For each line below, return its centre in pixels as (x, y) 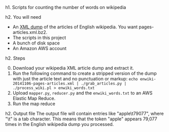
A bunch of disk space (36, 43)
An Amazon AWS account (40, 48)
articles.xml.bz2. (30, 32)
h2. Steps (15, 58)
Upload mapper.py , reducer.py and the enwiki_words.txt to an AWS (82, 93)
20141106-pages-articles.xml (43, 83)
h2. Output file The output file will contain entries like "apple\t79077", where (84, 114)
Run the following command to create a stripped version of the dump (85, 73)
